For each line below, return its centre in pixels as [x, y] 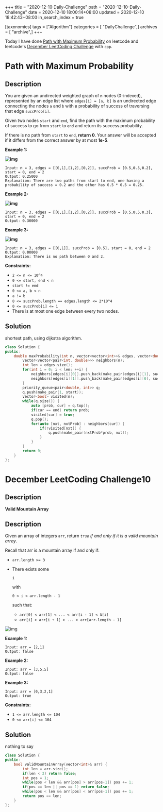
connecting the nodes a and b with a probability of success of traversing [77, 106]
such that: [22, 605]
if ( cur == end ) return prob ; [60, 410]
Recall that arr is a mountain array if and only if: [52, 550]
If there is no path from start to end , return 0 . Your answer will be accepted [81, 135]
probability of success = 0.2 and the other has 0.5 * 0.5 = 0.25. [75, 185]
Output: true [18, 696]
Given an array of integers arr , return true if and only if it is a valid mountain [81, 536]
